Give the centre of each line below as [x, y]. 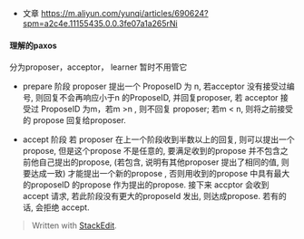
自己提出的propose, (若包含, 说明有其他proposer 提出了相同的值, [159, 162]
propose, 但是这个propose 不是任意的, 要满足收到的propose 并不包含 [152, 151]
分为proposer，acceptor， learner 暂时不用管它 [98, 67]
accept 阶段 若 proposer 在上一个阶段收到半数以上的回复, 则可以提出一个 [158, 139]
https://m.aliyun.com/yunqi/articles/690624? [124, 13]
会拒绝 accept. [62, 207]
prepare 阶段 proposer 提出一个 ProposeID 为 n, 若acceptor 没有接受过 [155, 86]
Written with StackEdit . [74, 225]
